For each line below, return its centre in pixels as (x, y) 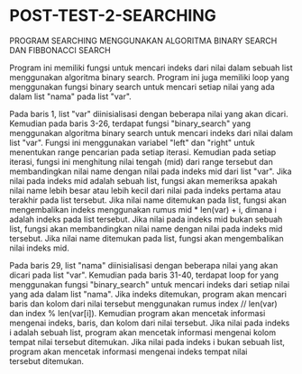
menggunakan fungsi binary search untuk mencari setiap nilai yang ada (142, 87)
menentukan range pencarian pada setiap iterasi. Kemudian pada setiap (143, 152)
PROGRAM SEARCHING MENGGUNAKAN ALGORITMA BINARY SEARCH (143, 41)
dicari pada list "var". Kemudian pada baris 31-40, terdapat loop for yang (144, 275)
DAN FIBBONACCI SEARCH (60, 50)
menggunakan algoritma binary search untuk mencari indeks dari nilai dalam (151, 132)
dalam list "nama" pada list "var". (71, 96)
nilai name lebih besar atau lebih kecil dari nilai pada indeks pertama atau (145, 190)
